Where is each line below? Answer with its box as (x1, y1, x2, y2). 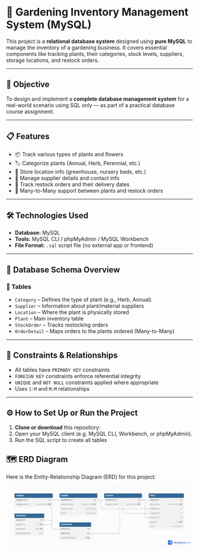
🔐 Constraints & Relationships (6, 350, 118, 360)
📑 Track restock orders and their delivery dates (14, 181, 130, 188)
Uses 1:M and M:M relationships (14, 385, 90, 392)
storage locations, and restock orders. (6, 56, 99, 64)
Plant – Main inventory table (14, 315, 84, 322)
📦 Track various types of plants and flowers (14, 150, 124, 158)
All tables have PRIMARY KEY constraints (14, 366, 110, 373)
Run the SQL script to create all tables (14, 436, 108, 444)
